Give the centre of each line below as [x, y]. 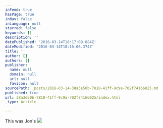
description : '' [22, 38]
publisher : [16, 65]
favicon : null [24, 83]
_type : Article [21, 102]
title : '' [15, 51]
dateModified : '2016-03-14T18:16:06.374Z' [50, 47]
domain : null [23, 74]
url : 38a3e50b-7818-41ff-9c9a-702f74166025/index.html [63, 97]
